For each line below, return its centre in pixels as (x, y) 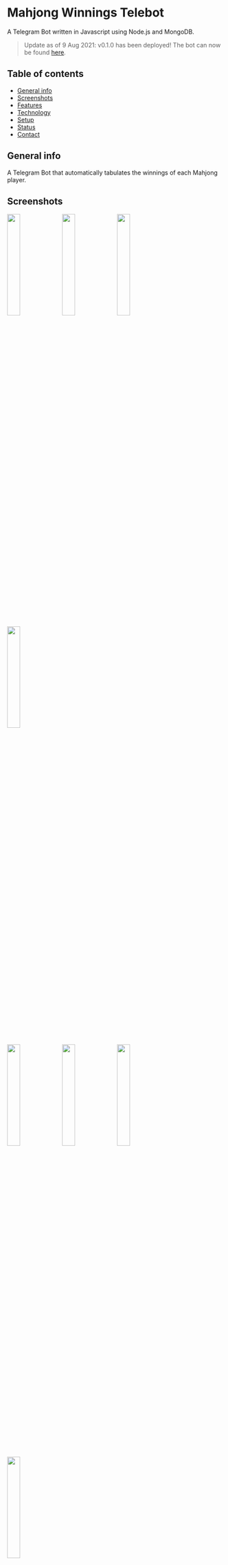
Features (30, 105)
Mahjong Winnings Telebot (86, 13)
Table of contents (45, 74)
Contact (28, 134)
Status (26, 127)
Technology (34, 112)
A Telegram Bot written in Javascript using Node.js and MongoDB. (101, 32)
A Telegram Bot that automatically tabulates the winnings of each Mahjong (112, 173)
